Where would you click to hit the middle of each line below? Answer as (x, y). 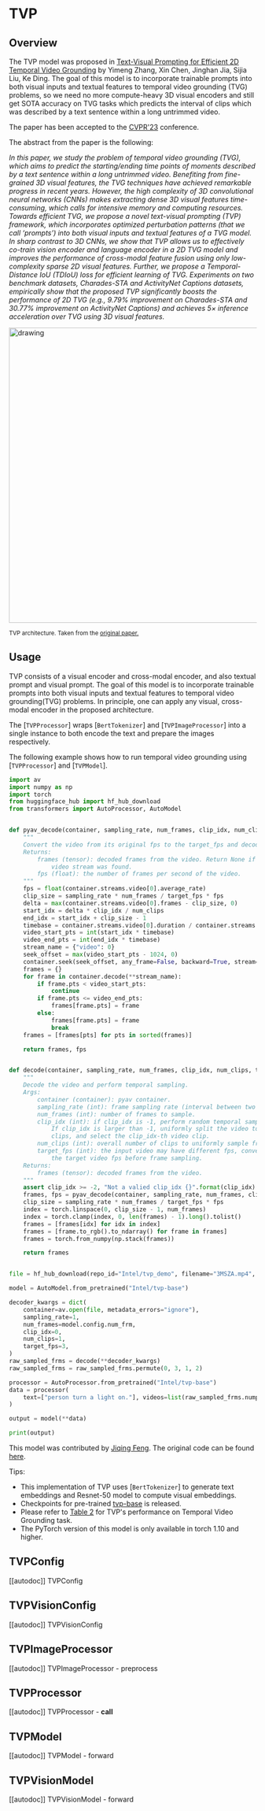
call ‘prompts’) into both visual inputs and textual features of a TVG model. (131, 233)
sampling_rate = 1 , (52, 1317)
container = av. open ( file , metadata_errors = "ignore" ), (111, 1309)
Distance (24, 275)
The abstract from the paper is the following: (81, 142)
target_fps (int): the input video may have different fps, (138, 1151)
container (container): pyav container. (104, 1099)
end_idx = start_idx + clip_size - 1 (85, 918)
